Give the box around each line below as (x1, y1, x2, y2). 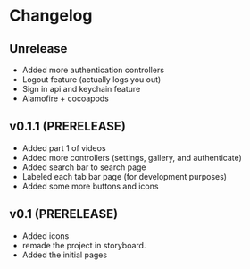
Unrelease (9, 41, 68, 56)
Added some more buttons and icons (21, 181, 159, 191)
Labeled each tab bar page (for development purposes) (21, 171, 228, 181)
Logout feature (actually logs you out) (21, 74, 162, 85)
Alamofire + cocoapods (21, 93, 109, 104)
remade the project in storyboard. (21, 240, 146, 250)
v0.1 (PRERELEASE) (9, 206, 119, 222)
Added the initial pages (21, 249, 108, 260)
